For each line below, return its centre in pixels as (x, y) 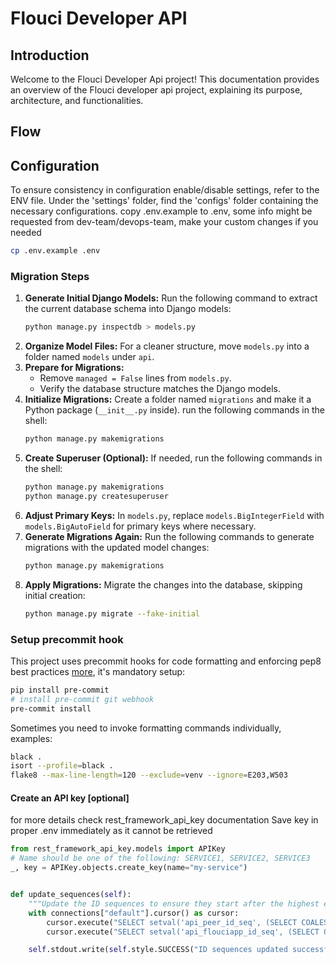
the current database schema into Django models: (128, 309)
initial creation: (55, 595)
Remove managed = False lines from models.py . (135, 378)
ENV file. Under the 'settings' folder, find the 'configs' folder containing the (164, 201)
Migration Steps (50, 276)
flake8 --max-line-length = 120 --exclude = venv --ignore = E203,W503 (149, 775)
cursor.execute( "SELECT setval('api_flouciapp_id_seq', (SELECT (183, 932)
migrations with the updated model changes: (117, 547)
